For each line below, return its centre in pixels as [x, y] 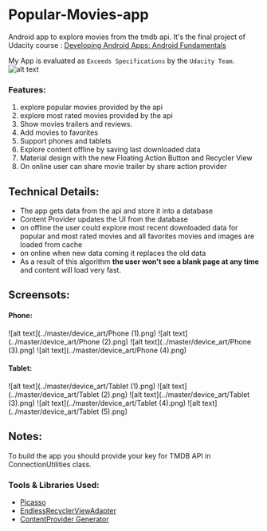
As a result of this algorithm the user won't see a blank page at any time [139, 262]
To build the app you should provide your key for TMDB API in [110, 455]
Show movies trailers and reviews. [76, 124]
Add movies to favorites [59, 132]
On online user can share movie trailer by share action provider [123, 167]
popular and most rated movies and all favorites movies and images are [137, 236]
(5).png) [114, 411]
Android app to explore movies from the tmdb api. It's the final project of [127, 37]
